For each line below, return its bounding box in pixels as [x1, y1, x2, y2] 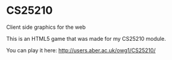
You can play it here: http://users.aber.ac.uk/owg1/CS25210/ [6, 46, 156, 54]
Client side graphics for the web [6, 23, 86, 31]
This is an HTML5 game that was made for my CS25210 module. [6, 35, 166, 42]
